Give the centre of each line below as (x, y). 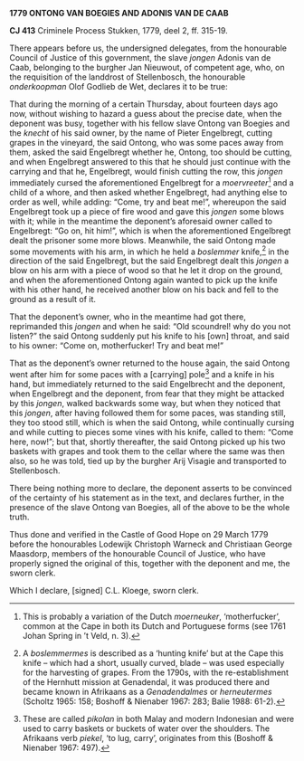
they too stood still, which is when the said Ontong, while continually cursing (152, 422)
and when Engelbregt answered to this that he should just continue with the (150, 162)
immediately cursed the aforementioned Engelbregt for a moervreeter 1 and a (152, 182)
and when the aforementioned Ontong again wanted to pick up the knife (143, 281)
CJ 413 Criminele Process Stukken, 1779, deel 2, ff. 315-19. (119, 30)
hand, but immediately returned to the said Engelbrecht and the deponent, (147, 384)
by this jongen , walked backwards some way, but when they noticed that (145, 403)
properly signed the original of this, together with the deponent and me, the (150, 563)
